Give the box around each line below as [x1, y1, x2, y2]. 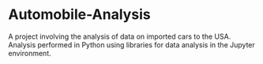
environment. [8, 48, 51, 58]
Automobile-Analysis [8, 6, 152, 24]
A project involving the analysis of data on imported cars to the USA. [8, 32, 231, 41]
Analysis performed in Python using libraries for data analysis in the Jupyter [8, 40, 255, 49]
